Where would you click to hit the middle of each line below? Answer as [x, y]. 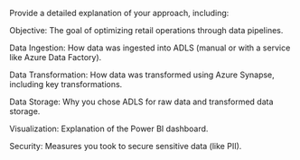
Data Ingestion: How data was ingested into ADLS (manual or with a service [150, 48]
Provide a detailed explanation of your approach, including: [119, 13]
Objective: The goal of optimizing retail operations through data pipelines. [146, 30]
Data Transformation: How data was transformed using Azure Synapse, [142, 75]
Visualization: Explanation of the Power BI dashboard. [109, 129]
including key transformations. [66, 84]
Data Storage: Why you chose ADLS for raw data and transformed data [141, 102]
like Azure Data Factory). [56, 57]
